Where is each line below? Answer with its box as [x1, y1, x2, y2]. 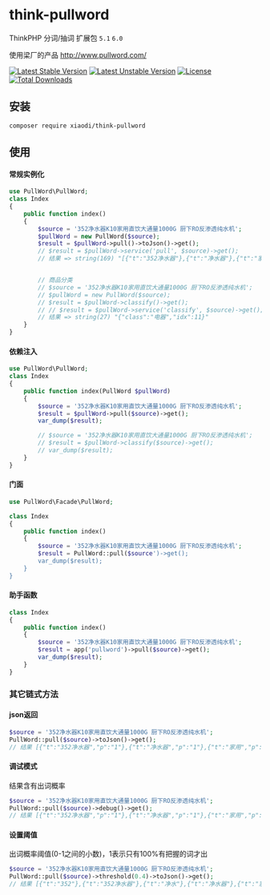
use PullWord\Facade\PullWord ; [9, 498, 114, 506]
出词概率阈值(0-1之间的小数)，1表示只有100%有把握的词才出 [9, 849, 208, 859]
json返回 [9, 710, 38, 720]
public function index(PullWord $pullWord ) [23, 387, 171, 395]
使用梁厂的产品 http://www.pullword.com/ [9, 50, 147, 59]
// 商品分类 [38, 276, 73, 284]
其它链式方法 [9, 688, 59, 699]
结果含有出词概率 [9, 780, 66, 790]
